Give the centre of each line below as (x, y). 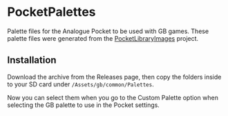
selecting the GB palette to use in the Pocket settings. (84, 105)
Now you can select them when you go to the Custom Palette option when (113, 97)
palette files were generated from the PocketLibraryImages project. (103, 38)
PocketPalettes (51, 12)
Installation (32, 60)
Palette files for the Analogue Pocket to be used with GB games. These (108, 31)
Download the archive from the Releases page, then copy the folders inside (114, 77)
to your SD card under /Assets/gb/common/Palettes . (80, 84)
